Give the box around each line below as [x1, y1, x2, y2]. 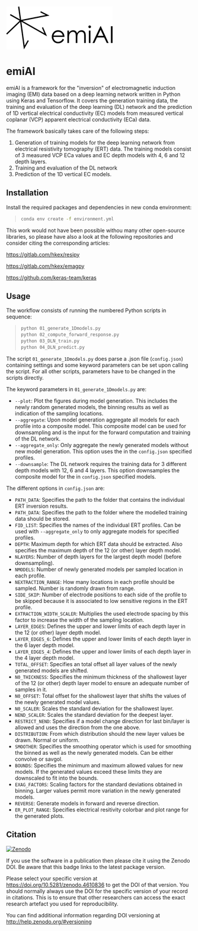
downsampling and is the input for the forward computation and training [14, 429, 191, 436]
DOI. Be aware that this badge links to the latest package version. [6, 863, 166, 870]
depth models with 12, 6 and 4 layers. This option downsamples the [14, 467, 180, 474]
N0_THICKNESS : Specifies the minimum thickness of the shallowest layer [14, 673, 187, 680]
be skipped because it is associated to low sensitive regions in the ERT [14, 597, 188, 604]
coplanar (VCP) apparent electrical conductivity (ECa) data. [6, 115, 151, 123]
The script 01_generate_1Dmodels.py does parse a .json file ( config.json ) [6, 355, 184, 362]
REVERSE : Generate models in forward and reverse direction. [14, 799, 160, 807]
